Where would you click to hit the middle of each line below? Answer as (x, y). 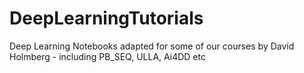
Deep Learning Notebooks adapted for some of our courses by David (152, 46)
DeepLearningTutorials (106, 18)
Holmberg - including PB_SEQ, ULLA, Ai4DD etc (107, 56)
